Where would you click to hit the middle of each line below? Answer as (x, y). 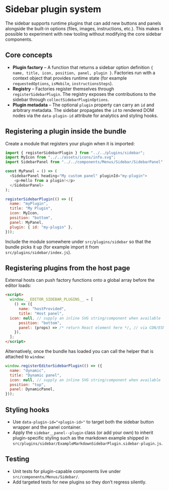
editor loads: (18, 285)
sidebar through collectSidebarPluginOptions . (61, 99)
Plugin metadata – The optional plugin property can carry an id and (83, 105)
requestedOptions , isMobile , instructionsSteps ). (63, 83)
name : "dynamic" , (28, 371)
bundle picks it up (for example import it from (52, 247)
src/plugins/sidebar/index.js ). (38, 252)
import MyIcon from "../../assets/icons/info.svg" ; (60, 157)
